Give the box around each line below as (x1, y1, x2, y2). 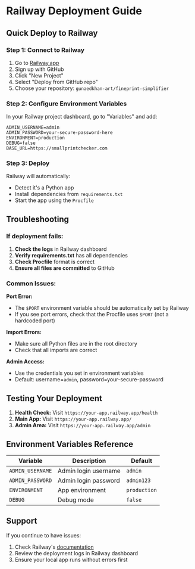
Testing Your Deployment (6, 393, 103, 403)
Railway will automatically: (6, 173, 70, 180)
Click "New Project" (14, 71, 64, 79)
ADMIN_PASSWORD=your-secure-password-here (6, 130, 113, 136)
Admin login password (57, 477, 120, 485)
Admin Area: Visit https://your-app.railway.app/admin (14, 422, 151, 429)
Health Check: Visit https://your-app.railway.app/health (14, 409, 158, 416)
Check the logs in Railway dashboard (14, 245, 107, 253)
